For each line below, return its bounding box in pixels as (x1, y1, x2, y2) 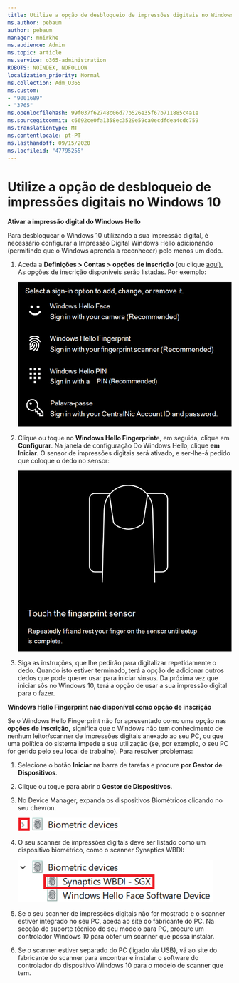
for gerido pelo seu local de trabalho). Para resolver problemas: (7, 747, 193, 755)
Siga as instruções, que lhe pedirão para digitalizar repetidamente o (17, 658, 217, 667)
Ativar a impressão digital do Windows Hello (7, 218, 141, 226)
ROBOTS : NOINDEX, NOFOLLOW (7, 64, 87, 71)
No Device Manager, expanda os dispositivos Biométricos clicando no (17, 796, 223, 805)
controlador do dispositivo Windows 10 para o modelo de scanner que (17, 961, 224, 969)
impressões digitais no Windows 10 (7, 193, 221, 210)
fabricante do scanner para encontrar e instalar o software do (17, 953, 199, 962)
